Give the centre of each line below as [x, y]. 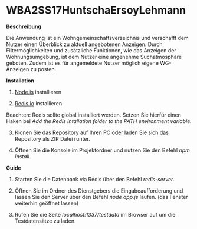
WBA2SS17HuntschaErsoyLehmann [96, 10]
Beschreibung [24, 26]
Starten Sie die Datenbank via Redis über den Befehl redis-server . [95, 179]
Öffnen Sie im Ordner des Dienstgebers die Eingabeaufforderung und [99, 190]
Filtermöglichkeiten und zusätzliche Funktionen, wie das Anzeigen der [91, 50]
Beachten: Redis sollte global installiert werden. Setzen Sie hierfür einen [93, 115]
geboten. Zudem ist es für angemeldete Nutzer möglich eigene [83, 63]
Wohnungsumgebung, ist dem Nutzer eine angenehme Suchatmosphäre [94, 57]
